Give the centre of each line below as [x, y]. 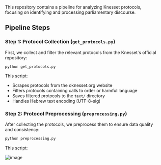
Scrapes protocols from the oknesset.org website [62, 85]
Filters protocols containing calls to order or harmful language [75, 90]
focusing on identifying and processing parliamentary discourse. [70, 12]
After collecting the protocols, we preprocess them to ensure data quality [79, 124]
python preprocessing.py [30, 138]
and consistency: [22, 129]
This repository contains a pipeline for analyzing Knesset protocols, [73, 7]
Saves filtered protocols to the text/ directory [58, 96]
